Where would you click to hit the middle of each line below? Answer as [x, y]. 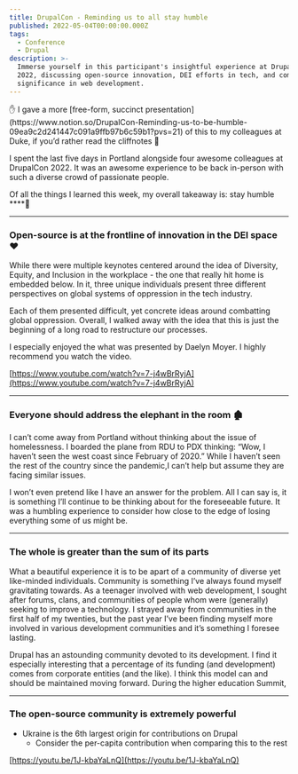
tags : [19, 34]
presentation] [170, 109]
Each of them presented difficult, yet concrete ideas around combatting [140, 311]
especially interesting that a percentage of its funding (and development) [143, 664]
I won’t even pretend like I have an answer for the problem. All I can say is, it [148, 493]
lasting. [23, 637]
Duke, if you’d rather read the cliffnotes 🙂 [84, 141]
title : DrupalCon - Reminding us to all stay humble [109, 17]
